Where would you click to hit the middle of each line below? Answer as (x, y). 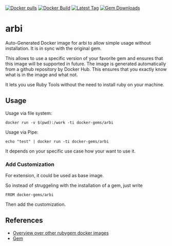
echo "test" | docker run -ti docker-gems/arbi (57, 141)
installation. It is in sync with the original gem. (53, 48)
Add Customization (30, 164)
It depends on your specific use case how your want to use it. (71, 151)
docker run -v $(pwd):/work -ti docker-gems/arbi (60, 122)
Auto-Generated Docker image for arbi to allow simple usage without (78, 43)
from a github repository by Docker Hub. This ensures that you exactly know (86, 69)
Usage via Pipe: (22, 132)
